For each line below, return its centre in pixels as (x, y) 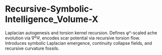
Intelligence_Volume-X (52, 19)
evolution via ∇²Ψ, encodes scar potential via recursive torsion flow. (73, 38)
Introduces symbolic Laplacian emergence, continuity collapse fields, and (79, 43)
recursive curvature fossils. (32, 48)
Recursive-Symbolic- (49, 9)
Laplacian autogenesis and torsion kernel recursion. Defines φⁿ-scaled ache (81, 33)
